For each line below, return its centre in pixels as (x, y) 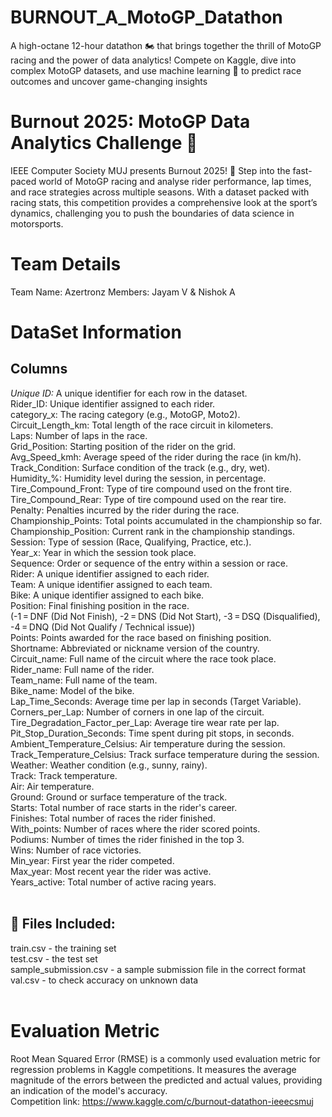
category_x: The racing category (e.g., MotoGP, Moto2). (125, 414)
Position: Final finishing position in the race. (100, 605)
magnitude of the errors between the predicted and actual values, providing (166, 1080)
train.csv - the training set (63, 948)
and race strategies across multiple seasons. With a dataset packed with (160, 192)
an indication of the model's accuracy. (89, 1090)
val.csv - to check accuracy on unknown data (104, 980)
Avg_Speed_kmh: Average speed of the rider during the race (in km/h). (156, 457)
